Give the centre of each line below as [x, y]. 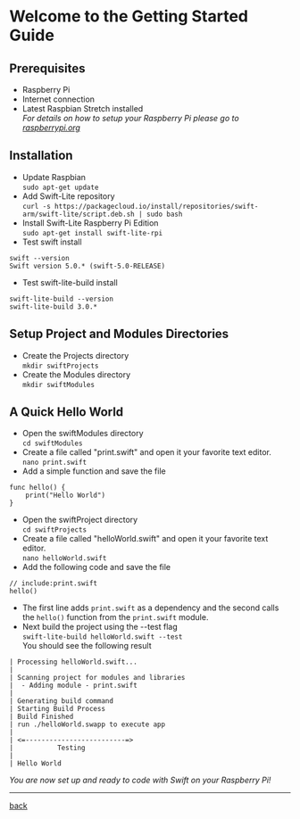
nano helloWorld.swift [64, 558]
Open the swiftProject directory [80, 520]
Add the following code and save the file [96, 567]
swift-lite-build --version [62, 299]
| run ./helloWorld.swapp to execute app [87, 724]
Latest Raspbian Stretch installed [83, 108]
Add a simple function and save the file [94, 471]
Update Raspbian [54, 177]
